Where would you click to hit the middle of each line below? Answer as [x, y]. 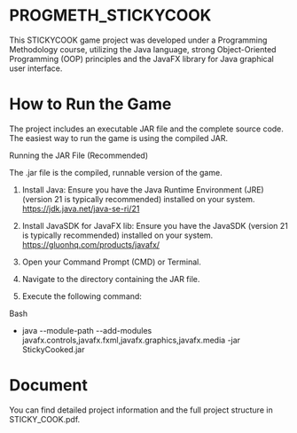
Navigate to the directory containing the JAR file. [111, 279]
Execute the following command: [82, 296]
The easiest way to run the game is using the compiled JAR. [119, 138]
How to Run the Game [90, 104]
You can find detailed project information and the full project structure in [141, 410]
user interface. [36, 68]
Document [49, 386]
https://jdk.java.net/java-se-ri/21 [81, 209]
